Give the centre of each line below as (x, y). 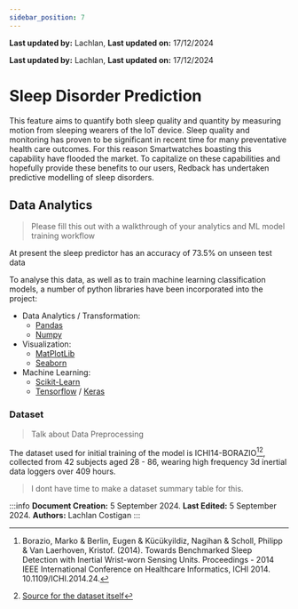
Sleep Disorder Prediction (106, 96)
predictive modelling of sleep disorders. (82, 177)
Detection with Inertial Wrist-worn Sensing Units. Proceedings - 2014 (148, 560)
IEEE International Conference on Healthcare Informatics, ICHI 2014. (146, 569)
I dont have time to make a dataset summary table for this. (137, 489)
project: (24, 299)
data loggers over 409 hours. (63, 471)
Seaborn (51, 363)
